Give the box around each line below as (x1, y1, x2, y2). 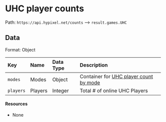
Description (80, 61, 108, 68)
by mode (80, 79, 100, 86)
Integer (52, 87, 69, 94)
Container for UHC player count (80, 73, 153, 80)
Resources (5, 101, 28, 107)
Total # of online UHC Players (80, 87, 148, 94)
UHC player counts (5, 3, 84, 14)
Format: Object (5, 46, 36, 52)
